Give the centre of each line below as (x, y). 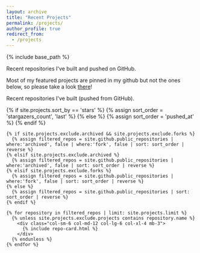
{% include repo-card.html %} (60, 229)
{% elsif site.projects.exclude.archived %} (63, 155)
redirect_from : (25, 34)
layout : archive (27, 12)
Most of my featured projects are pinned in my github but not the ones (93, 80)
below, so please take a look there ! (49, 87)
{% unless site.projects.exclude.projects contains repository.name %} (104, 218)
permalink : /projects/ (35, 23)
